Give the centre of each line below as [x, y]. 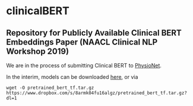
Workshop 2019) [38, 51]
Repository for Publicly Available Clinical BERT [94, 33]
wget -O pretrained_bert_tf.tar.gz [50, 88]
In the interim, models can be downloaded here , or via [72, 77]
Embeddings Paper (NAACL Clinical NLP [82, 42]
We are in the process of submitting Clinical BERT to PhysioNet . [84, 65]
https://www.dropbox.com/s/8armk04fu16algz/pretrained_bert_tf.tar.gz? [96, 93]
